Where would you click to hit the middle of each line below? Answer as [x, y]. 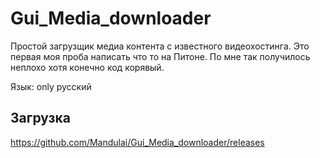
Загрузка [40, 118]
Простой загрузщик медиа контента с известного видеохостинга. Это [160, 46]
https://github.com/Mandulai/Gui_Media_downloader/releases [137, 142]
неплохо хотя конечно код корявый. [87, 67]
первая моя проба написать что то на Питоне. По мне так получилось [160, 56]
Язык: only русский [51, 86]
